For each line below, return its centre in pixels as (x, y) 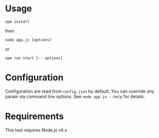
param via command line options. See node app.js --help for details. (75, 96)
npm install (17, 22)
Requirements (34, 117)
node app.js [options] (28, 40)
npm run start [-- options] (34, 58)
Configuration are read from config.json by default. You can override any (80, 91)
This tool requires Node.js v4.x (36, 130)
